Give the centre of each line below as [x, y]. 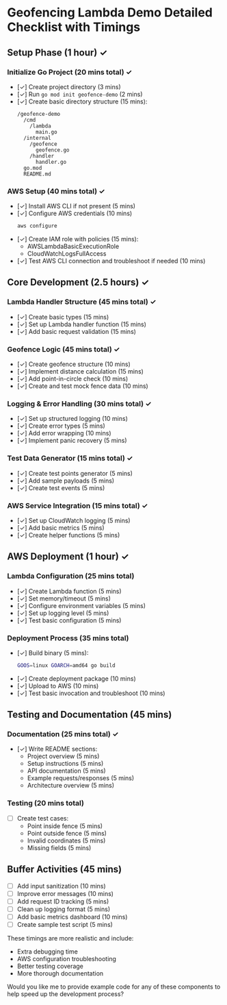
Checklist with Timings [74, 27]
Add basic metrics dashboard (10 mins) [72, 917]
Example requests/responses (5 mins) [81, 778]
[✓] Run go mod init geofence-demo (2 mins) [80, 94]
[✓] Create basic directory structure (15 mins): [82, 101]
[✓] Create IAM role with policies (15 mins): [78, 239]
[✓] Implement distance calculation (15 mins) [80, 372]
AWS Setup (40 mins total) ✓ [56, 191]
